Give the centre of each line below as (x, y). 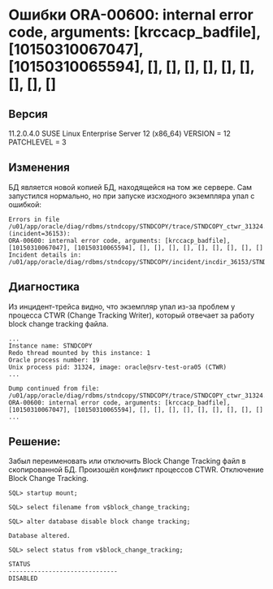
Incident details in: (45, 255)
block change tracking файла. (58, 323)
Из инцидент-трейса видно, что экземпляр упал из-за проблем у (122, 306)
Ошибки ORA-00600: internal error (131, 15)
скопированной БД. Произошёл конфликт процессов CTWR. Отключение (136, 470)
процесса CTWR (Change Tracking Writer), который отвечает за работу (131, 315)
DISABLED (23, 578)
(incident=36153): (39, 233)
